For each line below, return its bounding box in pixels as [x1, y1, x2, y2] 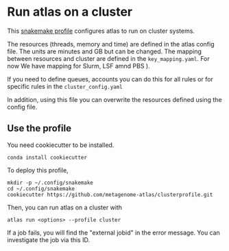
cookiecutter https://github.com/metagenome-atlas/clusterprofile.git [7, 191, 213, 198]
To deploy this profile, [7, 166, 69, 174]
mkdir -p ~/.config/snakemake [7, 179, 94, 186]
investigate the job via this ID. [7, 235, 91, 243]
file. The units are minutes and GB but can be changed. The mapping [7, 47, 202, 55]
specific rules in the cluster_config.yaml [7, 82, 123, 90]
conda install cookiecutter [7, 154, 88, 161]
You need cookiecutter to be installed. [7, 141, 114, 149]
